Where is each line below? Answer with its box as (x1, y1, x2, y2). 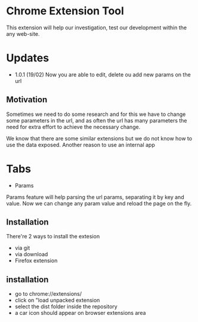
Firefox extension (14, 257, 58, 264)
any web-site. (6, 30, 40, 37)
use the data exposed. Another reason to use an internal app (6, 141, 155, 148)
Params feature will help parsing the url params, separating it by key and (6, 193, 184, 201)
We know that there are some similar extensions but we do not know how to (6, 134, 193, 142)
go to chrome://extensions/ (14, 290, 82, 298)
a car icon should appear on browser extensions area (14, 309, 146, 317)
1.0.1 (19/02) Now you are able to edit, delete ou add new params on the (14, 70, 191, 78)
